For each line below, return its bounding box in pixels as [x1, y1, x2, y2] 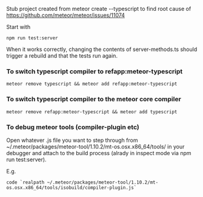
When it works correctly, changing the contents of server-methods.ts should [6, 45, 198, 53]
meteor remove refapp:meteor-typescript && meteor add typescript [6, 109, 178, 115]
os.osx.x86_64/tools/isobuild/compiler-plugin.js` [6, 184, 137, 190]
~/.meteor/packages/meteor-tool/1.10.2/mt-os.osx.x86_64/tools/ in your [6, 142, 185, 150]
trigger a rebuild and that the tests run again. [6, 52, 118, 59]
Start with [6, 24, 31, 30]
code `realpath [6, 179, 45, 185]
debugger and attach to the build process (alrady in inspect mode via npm [6, 149, 192, 156]
